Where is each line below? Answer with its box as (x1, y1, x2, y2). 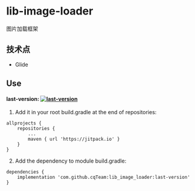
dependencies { (6, 169, 45, 175)
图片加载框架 (6, 25, 38, 32)
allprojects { (6, 120, 42, 126)
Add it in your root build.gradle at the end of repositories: (14, 109, 157, 116)
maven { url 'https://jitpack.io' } (28, 136, 120, 143)
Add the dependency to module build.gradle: (14, 157, 127, 164)
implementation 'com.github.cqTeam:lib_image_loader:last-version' (17, 174, 190, 181)
